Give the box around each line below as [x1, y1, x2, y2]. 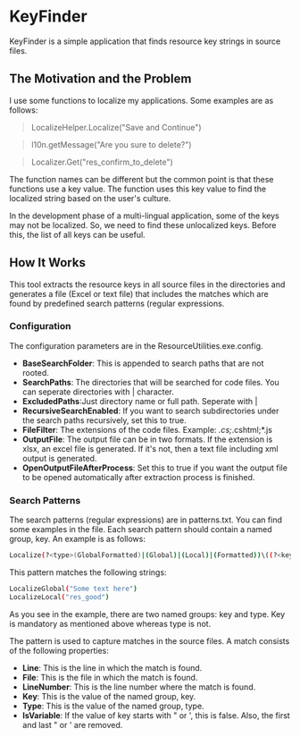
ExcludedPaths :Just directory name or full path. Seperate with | [21, 395, 258, 406]
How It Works [9, 255, 87, 270]
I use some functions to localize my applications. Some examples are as [9, 95, 274, 106]
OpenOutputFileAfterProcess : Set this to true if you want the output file [21, 462, 288, 473]
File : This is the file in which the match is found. [21, 672, 198, 682]
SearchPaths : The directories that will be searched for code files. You [21, 377, 279, 387]
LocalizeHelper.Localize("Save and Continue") [30, 122, 203, 132]
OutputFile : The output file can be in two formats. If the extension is [21, 434, 273, 445]
